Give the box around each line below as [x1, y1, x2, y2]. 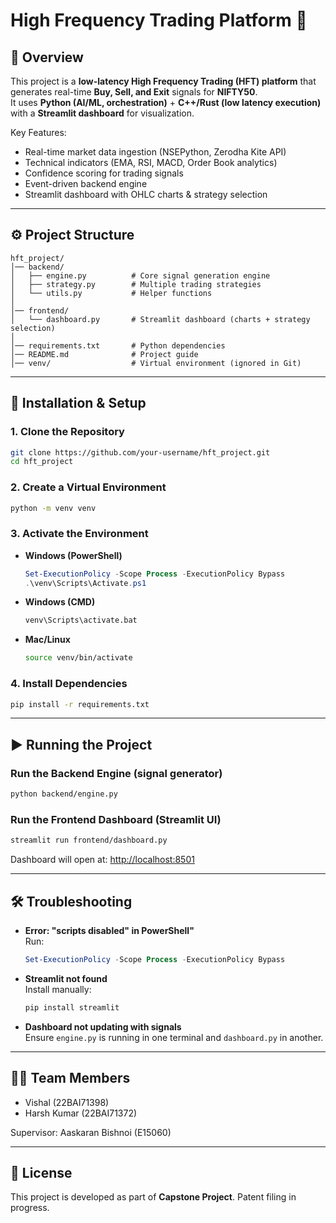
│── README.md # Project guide [10, 349, 199, 359]
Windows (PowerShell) [24, 549, 123, 561]
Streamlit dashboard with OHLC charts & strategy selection [24, 189, 268, 200]
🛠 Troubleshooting [10, 893, 133, 910]
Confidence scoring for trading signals [24, 167, 184, 179]
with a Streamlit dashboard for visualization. [10, 107, 195, 119]
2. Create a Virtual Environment [10, 480, 167, 494]
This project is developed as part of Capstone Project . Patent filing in [10, 1191, 297, 1203]
